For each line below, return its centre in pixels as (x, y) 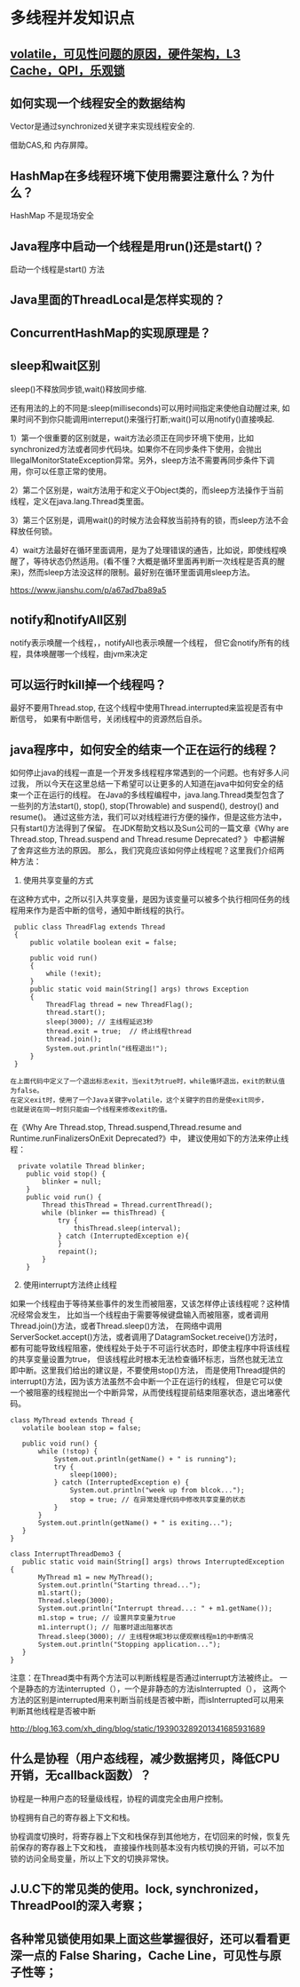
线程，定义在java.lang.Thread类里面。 (79, 501)
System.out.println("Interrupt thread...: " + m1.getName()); (155, 1609)
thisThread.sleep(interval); (127, 1229)
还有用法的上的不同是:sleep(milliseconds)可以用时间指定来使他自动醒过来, (145, 408)
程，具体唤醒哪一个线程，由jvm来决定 (79, 654)
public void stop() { (66, 1174)
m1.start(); (60, 1593)
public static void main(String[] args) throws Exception (139, 990)
